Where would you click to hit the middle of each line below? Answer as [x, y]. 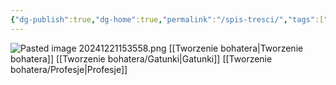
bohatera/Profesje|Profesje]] [69, 69]
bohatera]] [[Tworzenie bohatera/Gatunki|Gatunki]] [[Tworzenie [141, 58]
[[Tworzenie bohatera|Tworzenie [236, 48]
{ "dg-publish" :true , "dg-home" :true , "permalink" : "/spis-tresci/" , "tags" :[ [167, 19]
